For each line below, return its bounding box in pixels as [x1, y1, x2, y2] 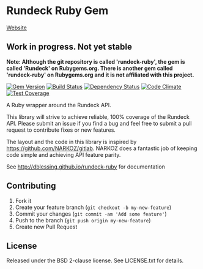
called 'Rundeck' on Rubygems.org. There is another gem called [6, 64, 173, 72]
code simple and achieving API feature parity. [6, 151, 121, 158]
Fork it [15, 197, 32, 204]
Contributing [6, 181, 56, 191]
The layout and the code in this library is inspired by [6, 138, 137, 145]
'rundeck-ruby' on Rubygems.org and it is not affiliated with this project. [6, 71, 194, 78]
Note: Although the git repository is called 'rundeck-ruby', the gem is [6, 58, 185, 65]
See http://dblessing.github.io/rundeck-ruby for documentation [6, 163, 165, 170]
